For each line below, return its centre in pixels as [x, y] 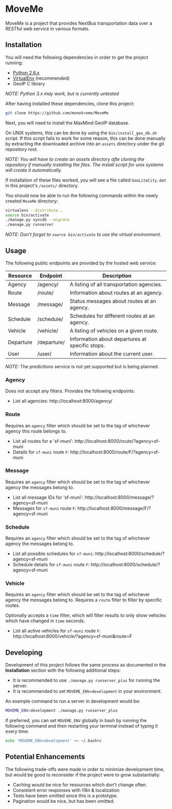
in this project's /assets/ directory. [42, 185]
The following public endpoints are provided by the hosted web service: [81, 263]
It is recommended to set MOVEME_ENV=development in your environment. [87, 691]
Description [117, 276]
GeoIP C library [29, 83]
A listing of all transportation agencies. [116, 284]
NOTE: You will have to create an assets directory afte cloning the [75, 159]
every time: [17, 731]
